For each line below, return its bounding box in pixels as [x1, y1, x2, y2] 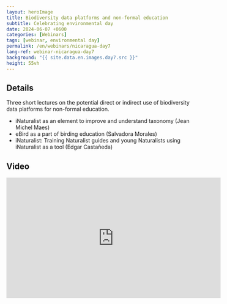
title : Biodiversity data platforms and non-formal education [6, 15, 168, 21]
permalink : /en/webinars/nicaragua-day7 [6, 43, 111, 50]
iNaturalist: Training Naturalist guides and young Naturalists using [15, 137, 180, 144]
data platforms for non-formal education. [6, 105, 110, 113]
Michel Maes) [15, 124, 50, 132]
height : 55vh [6, 60, 40, 66]
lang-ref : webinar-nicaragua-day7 [6, 49, 95, 55]
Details [6, 83, 34, 93]
